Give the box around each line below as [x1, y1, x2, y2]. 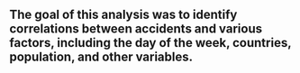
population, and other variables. [9, 50, 194, 65]
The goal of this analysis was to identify [9, 7, 238, 23]
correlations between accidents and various [9, 22, 263, 37]
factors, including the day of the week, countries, [9, 35, 292, 50]
